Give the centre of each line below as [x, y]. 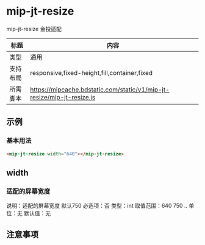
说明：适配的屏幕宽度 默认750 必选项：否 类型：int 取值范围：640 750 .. [97, 206]
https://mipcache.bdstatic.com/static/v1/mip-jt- [100, 90]
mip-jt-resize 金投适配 [34, 29]
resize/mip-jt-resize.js [63, 97]
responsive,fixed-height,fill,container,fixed [92, 73]
